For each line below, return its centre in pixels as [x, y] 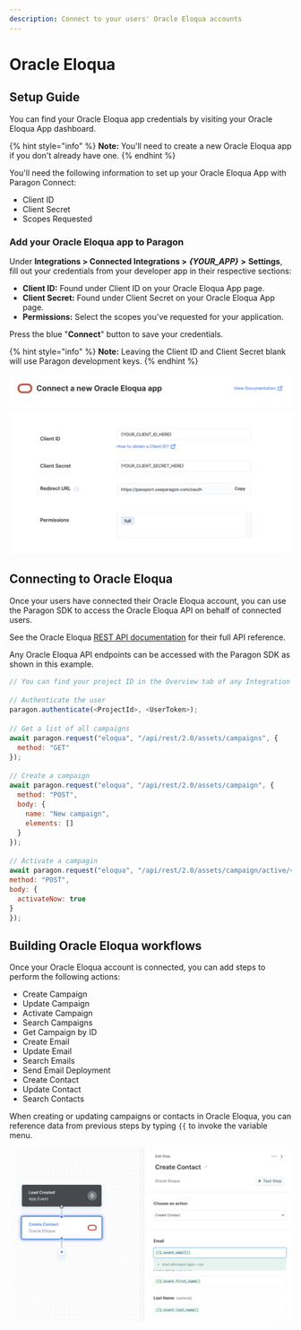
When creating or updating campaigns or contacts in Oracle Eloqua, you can [150, 1117]
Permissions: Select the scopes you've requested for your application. [153, 316]
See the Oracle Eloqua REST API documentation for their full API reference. [148, 637]
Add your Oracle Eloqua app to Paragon [97, 242]
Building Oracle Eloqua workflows [106, 946]
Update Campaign [56, 1004]
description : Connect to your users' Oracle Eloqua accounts [126, 19]
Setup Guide [45, 97]
